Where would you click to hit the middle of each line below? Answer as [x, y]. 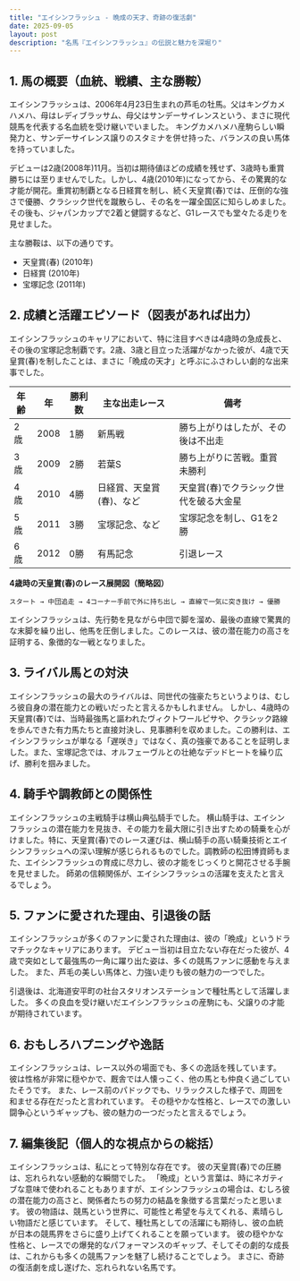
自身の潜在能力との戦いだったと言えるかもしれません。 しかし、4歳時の [157, 707]
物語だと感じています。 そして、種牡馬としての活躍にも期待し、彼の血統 [150, 1222]
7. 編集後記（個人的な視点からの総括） [115, 1144]
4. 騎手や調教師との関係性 [81, 794]
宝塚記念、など [129, 525]
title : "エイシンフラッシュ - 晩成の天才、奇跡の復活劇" [103, 17]
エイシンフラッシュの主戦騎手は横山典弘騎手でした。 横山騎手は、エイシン [147, 817]
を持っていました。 [45, 149]
